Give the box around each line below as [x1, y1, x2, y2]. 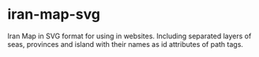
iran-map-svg [7, 5, 100, 23]
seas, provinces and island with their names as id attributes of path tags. [7, 39, 244, 48]
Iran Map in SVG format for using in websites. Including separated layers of [7, 31, 252, 41]
